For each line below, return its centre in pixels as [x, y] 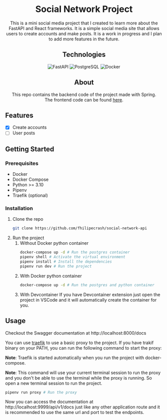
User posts [24, 133]
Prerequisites [22, 163]
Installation [19, 208]
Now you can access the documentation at [49, 402]
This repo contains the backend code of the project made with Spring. [84, 94]
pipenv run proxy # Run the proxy [41, 392]
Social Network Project [84, 9]
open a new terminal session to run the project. [54, 383]
